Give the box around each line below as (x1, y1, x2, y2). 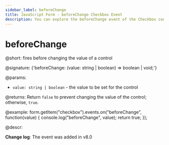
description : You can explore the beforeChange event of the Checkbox (5, 17, 156, 22)
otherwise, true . (5, 99, 39, 106)
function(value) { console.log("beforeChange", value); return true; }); (5, 114, 147, 121)
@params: (5, 75, 27, 81)
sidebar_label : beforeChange (5, 7, 66, 13)
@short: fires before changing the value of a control (5, 55, 113, 61)
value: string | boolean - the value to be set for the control (12, 84, 138, 91)
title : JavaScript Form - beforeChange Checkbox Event (5, 12, 123, 17)
